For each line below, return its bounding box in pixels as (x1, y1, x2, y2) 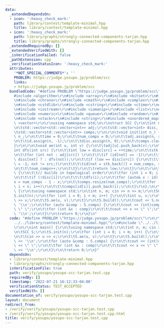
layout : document (5, 297, 41, 303)
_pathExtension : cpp (9, 57, 51, 62)
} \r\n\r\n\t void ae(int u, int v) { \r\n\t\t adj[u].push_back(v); (14, 143, 150, 148)
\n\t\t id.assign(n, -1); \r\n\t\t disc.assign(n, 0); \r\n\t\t (14, 139, 139, 144)
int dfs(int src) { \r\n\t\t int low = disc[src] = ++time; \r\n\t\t (14, 148, 152, 153)
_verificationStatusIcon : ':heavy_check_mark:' (9, 61, 108, 66)
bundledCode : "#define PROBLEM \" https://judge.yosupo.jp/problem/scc (9, 89, 156, 94)
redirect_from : (5, 302, 36, 307)
